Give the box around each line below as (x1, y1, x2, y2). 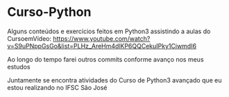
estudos (7, 62, 31, 71)
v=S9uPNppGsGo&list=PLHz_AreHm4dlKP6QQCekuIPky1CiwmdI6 (7, 42, 196, 50)
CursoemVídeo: (7, 34, 52, 42)
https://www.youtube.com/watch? (53, 34, 151, 42)
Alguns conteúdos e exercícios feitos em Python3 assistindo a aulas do (7, 27, 211, 35)
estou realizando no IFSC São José (7, 83, 108, 91)
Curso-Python (7, 4, 92, 20)
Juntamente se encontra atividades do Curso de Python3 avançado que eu (7, 76, 222, 84)
